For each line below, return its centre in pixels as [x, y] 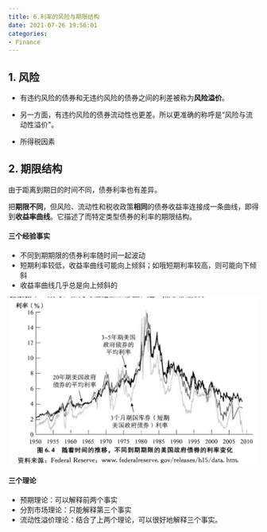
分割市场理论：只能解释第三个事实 [75, 510]
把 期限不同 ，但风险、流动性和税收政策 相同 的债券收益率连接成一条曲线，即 [130, 206]
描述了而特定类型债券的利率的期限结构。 [130, 216]
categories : [28, 33]
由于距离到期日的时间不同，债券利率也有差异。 [85, 189]
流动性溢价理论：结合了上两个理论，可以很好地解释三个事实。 [121, 519]
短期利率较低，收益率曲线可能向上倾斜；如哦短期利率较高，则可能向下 [135, 266]
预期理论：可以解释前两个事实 [68, 499]
